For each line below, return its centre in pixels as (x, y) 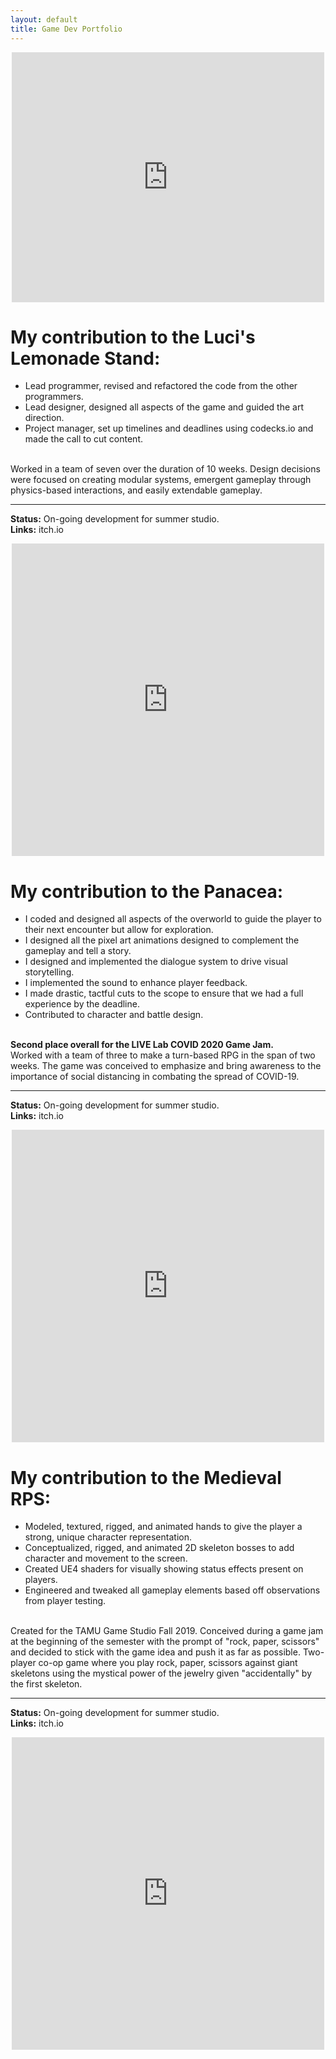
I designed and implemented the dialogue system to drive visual (156, 962)
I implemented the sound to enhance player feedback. (136, 983)
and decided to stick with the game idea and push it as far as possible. (155, 1652)
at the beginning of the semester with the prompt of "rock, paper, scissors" (165, 1642)
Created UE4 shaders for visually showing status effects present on (164, 1569)
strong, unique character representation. (108, 1537)
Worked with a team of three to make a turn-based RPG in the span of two (163, 1055)
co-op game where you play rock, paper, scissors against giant (168, 1663)
